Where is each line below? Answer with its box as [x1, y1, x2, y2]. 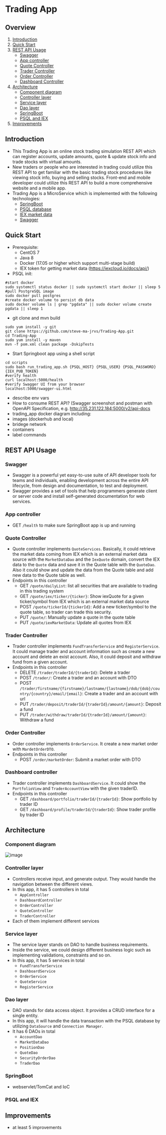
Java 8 [19, 254, 34, 261]
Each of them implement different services [12, 918, 100, 924]
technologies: [12, 195, 41, 201]
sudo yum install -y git [5, 324, 56, 329]
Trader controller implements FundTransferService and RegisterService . [12, 643, 160, 649]
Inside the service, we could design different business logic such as [12, 947, 151, 953]
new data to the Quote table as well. [12, 572, 86, 578]
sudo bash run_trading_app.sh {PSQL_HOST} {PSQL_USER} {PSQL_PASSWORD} [5, 364, 156, 369]
